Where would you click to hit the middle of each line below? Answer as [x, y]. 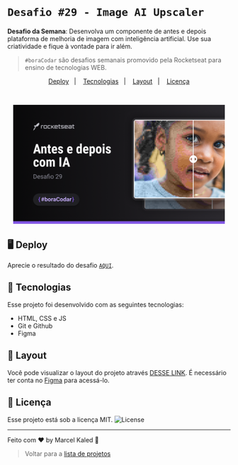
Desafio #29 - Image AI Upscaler [106, 12]
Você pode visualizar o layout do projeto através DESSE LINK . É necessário [117, 372]
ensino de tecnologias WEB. [66, 67]
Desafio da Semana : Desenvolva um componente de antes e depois [107, 31]
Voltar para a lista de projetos [68, 454]
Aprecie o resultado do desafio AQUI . [61, 265]
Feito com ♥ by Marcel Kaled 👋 [53, 440]
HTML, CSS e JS [42, 318]
